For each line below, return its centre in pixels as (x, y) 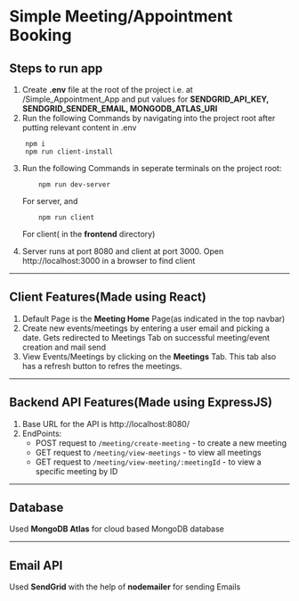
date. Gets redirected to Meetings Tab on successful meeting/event (145, 337)
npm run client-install (69, 152)
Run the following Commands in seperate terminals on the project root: (152, 168)
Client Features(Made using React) (108, 297)
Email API (36, 565)
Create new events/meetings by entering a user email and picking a (145, 328)
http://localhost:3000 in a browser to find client (109, 261)
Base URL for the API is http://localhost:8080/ (105, 424)
